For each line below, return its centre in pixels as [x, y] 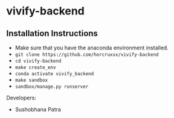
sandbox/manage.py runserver [52, 87]
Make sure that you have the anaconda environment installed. [92, 48]
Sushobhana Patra [38, 109]
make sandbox [31, 80]
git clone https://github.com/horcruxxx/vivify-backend [87, 55]
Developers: [21, 98]
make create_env [35, 67]
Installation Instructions [52, 33]
